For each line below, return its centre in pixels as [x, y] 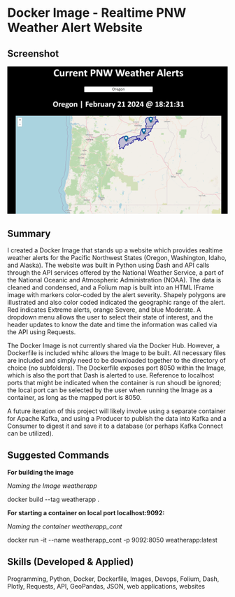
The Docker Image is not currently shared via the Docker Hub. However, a [114, 345]
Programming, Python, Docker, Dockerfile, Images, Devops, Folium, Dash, [113, 579]
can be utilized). [30, 433]
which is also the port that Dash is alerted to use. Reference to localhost [111, 375]
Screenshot [33, 53]
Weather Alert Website [75, 28]
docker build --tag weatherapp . [54, 499]
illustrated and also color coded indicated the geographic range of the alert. [116, 302]
